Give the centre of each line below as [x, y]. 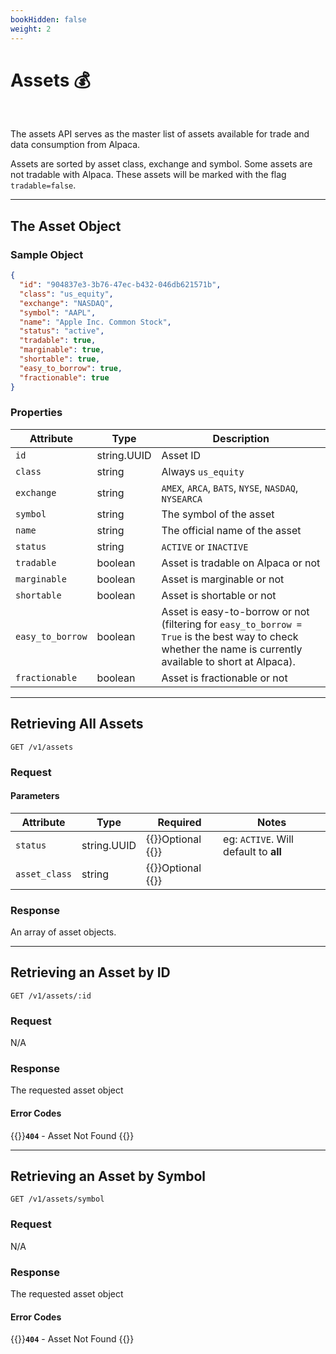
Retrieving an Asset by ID [90, 972]
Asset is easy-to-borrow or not [235, 611]
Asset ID [181, 455]
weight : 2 [31, 29]
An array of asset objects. [63, 932]
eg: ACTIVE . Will [258, 839]
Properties [36, 413]
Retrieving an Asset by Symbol [108, 1176]
